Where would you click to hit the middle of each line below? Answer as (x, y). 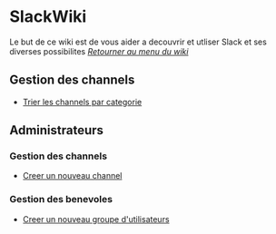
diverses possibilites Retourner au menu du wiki (99, 51)
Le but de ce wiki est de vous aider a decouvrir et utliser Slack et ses (138, 42)
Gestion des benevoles (61, 200)
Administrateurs (57, 130)
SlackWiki (48, 17)
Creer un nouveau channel (72, 176)
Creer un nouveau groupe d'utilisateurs (96, 219)
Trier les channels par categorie (82, 102)
